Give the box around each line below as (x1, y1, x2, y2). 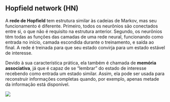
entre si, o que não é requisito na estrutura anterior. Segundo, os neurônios (5, 28, 162, 35)
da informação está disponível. (5, 81, 70, 87)
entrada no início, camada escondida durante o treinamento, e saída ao (5, 39, 154, 45)
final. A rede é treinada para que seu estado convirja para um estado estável (5, 44, 165, 50)
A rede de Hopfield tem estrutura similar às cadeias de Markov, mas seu (5, 17, 157, 23)
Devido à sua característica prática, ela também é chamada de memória (5, 59, 156, 65)
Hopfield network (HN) (5, 4, 79, 13)
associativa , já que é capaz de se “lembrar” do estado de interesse (5, 65, 147, 71)
